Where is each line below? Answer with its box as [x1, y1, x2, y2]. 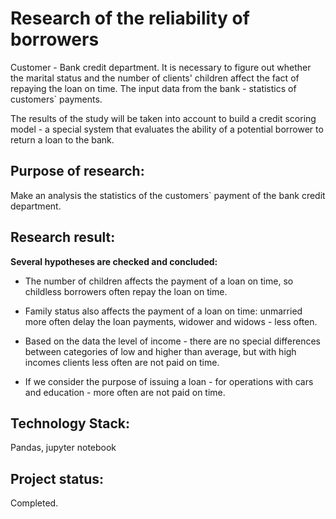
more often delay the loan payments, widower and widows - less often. [24, 315, 318, 327]
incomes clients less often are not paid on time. [24, 356, 220, 368]
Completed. [10, 497, 59, 509]
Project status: [10, 470, 105, 487]
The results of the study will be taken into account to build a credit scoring [10, 112, 317, 124]
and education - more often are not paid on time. [24, 386, 226, 398]
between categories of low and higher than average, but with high [24, 345, 297, 357]
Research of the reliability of [10, 7, 250, 30]
